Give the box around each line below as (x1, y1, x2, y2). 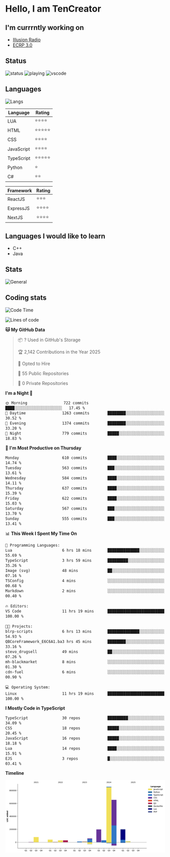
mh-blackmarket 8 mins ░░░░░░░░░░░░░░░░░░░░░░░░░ (5, 659, 165, 664)
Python (7, 164, 23, 170)
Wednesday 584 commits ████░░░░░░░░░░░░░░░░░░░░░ (5, 475, 165, 481)
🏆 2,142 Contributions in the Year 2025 (17, 348, 100, 355)
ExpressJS (7, 205, 30, 211)
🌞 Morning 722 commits (5, 400, 89, 406)
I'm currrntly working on (5, 23, 84, 32)
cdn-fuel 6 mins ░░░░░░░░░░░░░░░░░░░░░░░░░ (5, 669, 165, 674)
